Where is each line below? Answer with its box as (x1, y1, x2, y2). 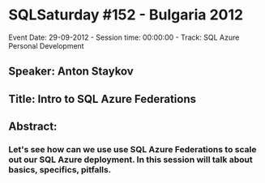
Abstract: (8, 120, 58, 134)
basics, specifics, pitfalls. (8, 164, 112, 176)
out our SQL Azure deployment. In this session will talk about (8, 154, 253, 165)
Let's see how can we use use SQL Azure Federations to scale (8, 144, 257, 155)
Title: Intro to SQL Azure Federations (8, 91, 197, 106)
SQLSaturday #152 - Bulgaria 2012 (8, 6, 244, 24)
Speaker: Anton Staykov (8, 65, 134, 79)
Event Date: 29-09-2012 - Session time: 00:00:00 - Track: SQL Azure (8, 32, 240, 42)
